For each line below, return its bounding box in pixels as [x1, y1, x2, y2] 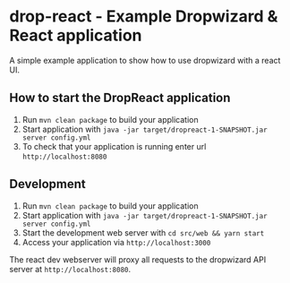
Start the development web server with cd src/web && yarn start [21, 227, 265, 238]
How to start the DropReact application [9, 90, 231, 106]
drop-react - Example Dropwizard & [9, 6, 278, 27]
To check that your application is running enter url [21, 141, 207, 151]
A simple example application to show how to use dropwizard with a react [9, 55, 281, 65]
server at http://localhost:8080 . [9, 263, 132, 274]
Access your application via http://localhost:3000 [21, 236, 211, 247]
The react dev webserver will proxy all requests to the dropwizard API [9, 253, 267, 265]
